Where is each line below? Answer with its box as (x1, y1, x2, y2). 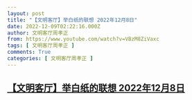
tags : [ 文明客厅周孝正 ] (7, 42, 75, 49)
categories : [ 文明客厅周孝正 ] (7, 55, 94, 62)
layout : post (7, 10, 45, 17)
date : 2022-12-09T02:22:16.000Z (7, 23, 101, 30)
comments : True (7, 49, 51, 56)
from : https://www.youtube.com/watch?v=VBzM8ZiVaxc (7, 36, 159, 43)
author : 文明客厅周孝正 (7, 29, 69, 37)
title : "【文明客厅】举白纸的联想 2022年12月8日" (7, 17, 138, 23)
